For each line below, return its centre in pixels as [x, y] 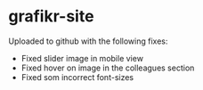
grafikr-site [51, 16]
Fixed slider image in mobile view [82, 58]
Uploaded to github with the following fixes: [88, 41]
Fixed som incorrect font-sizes [77, 77]
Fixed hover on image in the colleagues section [108, 68]
